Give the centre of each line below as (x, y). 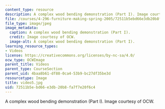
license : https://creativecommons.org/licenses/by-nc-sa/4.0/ (70, 55)
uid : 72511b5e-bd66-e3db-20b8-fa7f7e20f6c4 (50, 87)
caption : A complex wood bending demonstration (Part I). (70, 32)
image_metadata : (22, 28)
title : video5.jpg (24, 82)
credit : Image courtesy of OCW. (43, 37)
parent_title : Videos (27, 64)
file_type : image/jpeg (28, 23)
